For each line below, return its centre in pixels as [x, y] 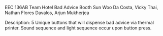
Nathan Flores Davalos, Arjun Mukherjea [47, 13]
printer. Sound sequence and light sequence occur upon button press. [78, 28]
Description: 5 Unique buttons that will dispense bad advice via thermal [79, 23]
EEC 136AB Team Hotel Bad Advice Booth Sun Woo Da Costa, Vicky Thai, [81, 7]
